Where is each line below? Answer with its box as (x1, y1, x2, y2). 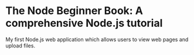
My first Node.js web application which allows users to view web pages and (5, 36, 189, 43)
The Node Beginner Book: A (5, 4, 143, 18)
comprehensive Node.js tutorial (5, 16, 163, 30)
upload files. (5, 42, 36, 49)
